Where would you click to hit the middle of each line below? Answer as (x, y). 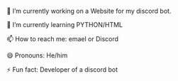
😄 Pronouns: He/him (37, 55)
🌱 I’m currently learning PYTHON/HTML (65, 25)
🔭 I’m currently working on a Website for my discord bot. (89, 11)
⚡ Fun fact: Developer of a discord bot (62, 70)
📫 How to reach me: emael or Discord (62, 39)
